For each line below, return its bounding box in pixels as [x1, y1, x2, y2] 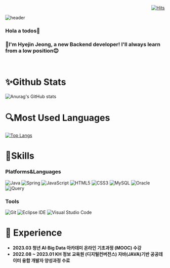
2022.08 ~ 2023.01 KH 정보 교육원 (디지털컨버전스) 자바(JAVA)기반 [12, 251, 150, 257]
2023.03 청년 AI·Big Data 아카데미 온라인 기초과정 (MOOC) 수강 [12, 245, 142, 251]
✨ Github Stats [5, 76, 66, 88]
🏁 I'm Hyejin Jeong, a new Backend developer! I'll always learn [5, 41, 161, 48]
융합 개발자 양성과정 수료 [22, 257, 70, 263]
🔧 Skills [5, 150, 34, 162]
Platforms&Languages [5, 168, 62, 175]
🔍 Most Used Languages [5, 112, 110, 124]
